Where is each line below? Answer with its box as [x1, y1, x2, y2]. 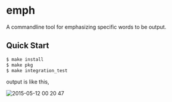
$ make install [6, 56, 44, 63]
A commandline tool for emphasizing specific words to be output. [6, 23, 167, 30]
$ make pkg [6, 62, 33, 68]
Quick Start [6, 41, 49, 51]
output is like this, [6, 78, 49, 85]
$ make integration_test [6, 67, 68, 73]
